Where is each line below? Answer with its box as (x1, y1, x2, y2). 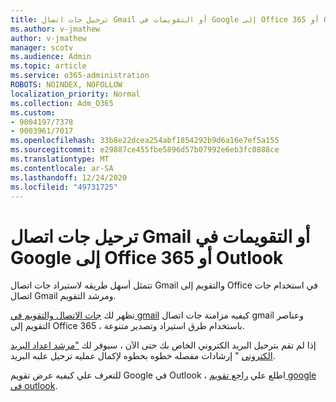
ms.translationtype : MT (10, 154, 110, 164)
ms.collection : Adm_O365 (10, 98, 114, 108)
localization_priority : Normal (10, 89, 141, 99)
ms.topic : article (10, 61, 87, 71)
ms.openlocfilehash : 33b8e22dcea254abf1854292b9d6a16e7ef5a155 (10, 136, 280, 146)
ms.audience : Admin (10, 52, 92, 62)
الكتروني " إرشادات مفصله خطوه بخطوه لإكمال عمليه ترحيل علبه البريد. (10, 350, 276, 362)
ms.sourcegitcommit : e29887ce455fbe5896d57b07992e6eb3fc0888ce (10, 145, 280, 155)
